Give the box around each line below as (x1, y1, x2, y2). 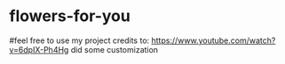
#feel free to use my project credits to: (9, 35, 150, 46)
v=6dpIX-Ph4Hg (9, 44, 69, 54)
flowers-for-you (9, 6, 131, 26)
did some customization (70, 44, 158, 54)
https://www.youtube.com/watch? (151, 35, 276, 46)
